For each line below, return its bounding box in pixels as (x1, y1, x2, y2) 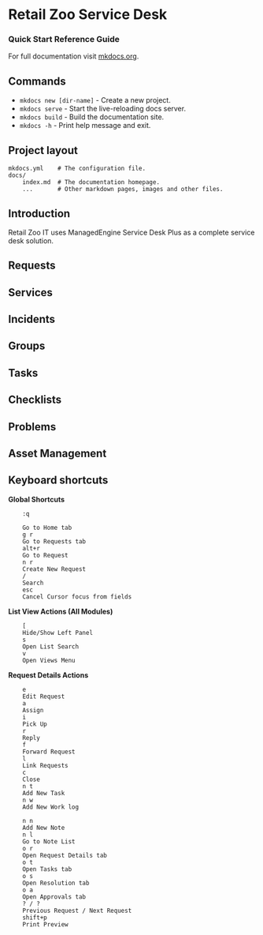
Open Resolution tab (22, 879, 90, 887)
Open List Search (22, 642, 80, 651)
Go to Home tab (22, 524, 72, 531)
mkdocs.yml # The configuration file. (8, 164, 146, 173)
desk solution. (8, 235, 54, 246)
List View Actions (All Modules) (8, 606, 113, 616)
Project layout (8, 144, 79, 157)
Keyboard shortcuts (8, 474, 109, 487)
